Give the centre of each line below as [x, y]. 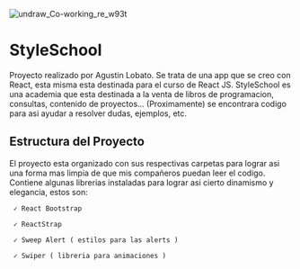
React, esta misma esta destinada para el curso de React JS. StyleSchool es [150, 85]
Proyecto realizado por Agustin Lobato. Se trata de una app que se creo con [150, 75]
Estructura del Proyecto [77, 142]
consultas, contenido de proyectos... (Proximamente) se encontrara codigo [148, 103]
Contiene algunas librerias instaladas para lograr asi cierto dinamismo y [141, 182]
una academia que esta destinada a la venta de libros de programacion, [141, 94]
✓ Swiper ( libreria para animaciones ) [90, 256]
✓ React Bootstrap [48, 208]
